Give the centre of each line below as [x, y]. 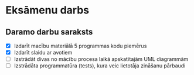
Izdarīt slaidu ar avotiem [43, 53]
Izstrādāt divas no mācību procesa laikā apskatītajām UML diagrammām [101, 59]
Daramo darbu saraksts [49, 32]
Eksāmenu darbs [47, 10]
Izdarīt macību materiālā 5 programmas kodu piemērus [80, 46]
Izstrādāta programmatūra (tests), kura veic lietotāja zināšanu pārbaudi [100, 66]
